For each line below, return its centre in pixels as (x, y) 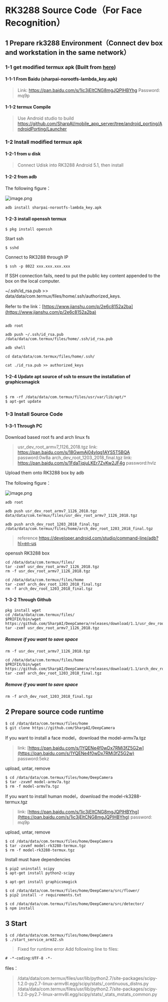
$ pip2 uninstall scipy (30, 869)
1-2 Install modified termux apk (44, 142)
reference (27, 538)
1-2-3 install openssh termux (36, 219)
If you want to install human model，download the (57, 796)
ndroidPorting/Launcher (42, 129)
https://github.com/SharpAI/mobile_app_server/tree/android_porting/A (90, 123)
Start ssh (14, 239)
